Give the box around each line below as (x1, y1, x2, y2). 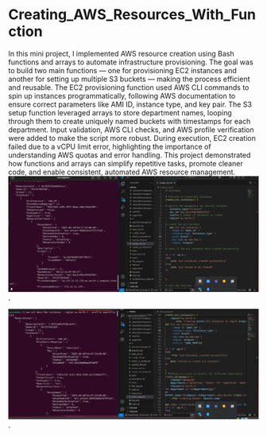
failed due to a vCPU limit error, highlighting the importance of (8, 142, 212, 151)
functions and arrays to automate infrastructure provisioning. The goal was (8, 57, 253, 67)
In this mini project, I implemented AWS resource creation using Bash (8, 49, 234, 58)
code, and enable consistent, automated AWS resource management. (8, 167, 236, 177)
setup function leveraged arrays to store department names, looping (8, 107, 232, 117)
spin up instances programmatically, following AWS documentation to (8, 91, 236, 100)
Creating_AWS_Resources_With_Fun (8, 6, 257, 24)
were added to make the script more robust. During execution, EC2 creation (8, 133, 256, 142)
